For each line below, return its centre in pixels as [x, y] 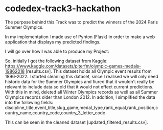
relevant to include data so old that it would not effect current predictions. [79, 87]
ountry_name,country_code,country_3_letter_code [55, 112]
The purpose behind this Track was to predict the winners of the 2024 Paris [81, 22]
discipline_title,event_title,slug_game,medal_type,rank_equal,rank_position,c [81, 108]
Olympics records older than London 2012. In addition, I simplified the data [80, 97]
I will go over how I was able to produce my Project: [57, 51]
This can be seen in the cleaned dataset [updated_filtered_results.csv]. [77, 122]
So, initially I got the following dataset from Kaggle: [56, 61]
